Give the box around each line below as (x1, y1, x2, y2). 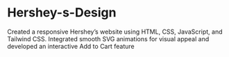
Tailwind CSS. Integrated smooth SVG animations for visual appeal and (7, 34, 210, 43)
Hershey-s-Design (7, 5, 117, 21)
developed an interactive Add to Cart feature (7, 42, 135, 50)
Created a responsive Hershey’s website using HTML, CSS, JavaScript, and (7, 27, 223, 36)
